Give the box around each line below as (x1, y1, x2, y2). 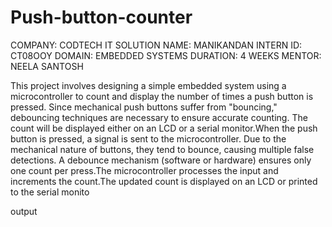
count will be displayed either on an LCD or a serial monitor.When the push (10, 122, 318, 134)
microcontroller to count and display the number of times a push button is (10, 90, 314, 102)
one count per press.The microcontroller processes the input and (10, 164, 279, 176)
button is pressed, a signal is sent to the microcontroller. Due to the (10, 132, 287, 145)
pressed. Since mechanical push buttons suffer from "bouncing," (10, 101, 278, 113)
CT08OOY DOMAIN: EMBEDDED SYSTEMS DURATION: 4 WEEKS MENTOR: (10, 49, 322, 61)
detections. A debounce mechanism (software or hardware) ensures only (10, 154, 312, 166)
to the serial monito (10, 186, 90, 198)
